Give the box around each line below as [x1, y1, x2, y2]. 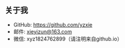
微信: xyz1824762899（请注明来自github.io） [13, 35, 123, 42]
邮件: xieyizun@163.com [13, 28, 72, 35]
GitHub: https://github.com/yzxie [13, 21, 93, 28]
